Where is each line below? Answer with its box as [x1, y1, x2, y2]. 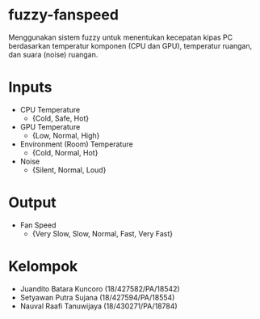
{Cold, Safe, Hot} [31, 113, 90, 123]
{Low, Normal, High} [31, 130, 100, 140]
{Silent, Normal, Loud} [31, 164, 107, 175]
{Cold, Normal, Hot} [31, 147, 99, 157]
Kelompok [8, 257, 78, 275]
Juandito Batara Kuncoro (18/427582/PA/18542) [19, 283, 180, 293]
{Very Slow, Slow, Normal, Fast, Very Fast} [31, 228, 174, 238]
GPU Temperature [19, 121, 81, 131]
